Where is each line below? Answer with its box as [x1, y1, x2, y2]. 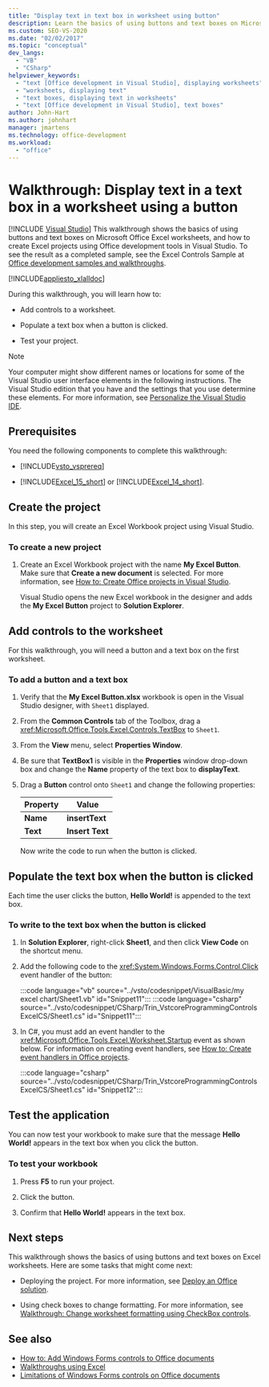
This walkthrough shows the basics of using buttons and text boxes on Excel [8, 1252, 261, 1262]
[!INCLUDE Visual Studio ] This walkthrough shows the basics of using [8, 224, 239, 234]
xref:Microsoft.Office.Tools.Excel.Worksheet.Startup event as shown [19, 1035, 246, 1045]
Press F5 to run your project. [19, 1177, 114, 1186]
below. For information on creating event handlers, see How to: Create [19, 1044, 252, 1054]
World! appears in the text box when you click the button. [8, 1138, 199, 1148]
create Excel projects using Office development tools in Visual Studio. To [8, 242, 248, 251]
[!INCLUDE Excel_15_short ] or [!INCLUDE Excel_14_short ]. [19, 477, 204, 486]
